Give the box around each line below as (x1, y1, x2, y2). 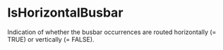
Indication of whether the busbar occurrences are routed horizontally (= (7, 28, 217, 36)
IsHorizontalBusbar (7, 5, 123, 21)
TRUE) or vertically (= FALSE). (7, 35, 95, 43)
